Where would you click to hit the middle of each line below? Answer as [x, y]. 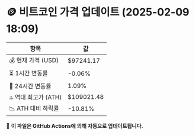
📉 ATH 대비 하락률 [34, 108]
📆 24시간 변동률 [30, 86]
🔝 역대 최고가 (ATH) [36, 97]
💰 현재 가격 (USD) [34, 60]
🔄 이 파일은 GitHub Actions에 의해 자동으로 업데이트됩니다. [75, 126]
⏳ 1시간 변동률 [29, 73]
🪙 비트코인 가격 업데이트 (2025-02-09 [98, 12]
